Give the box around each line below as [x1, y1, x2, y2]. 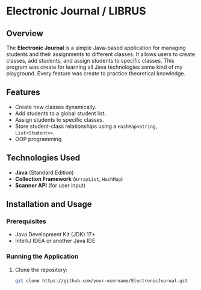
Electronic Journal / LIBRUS [6, 4, 146, 18]
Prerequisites [6, 217, 46, 225]
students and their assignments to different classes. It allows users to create [6, 51, 196, 58]
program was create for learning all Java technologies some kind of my [6, 63, 183, 71]
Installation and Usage [6, 199, 92, 209]
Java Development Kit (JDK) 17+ [14, 231, 96, 238]
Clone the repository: [14, 266, 68, 273]
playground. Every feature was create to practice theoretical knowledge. [6, 70, 186, 77]
